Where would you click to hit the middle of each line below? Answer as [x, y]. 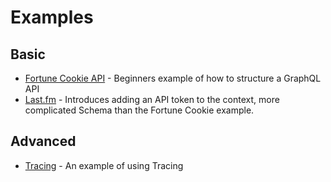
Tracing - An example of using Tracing [104, 165]
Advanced [43, 141]
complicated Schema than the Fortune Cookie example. [139, 110]
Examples [52, 17]
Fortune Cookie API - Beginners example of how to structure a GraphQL [173, 78]
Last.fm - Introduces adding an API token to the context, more [152, 99]
